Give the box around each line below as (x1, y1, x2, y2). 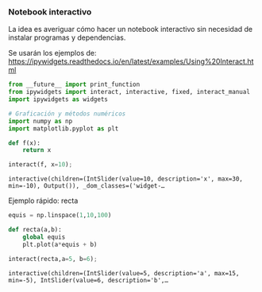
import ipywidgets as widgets (8, 95, 109, 103)
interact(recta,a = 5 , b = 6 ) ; (8, 255, 98, 263)
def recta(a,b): (8, 226, 62, 234)
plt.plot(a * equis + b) (22, 240, 98, 248)
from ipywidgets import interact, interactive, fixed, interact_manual (8, 88, 250, 96)
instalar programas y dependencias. (8, 33, 126, 42)
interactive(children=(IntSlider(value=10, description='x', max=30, (8, 175, 244, 183)
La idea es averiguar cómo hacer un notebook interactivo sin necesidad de (8, 25, 252, 34)
